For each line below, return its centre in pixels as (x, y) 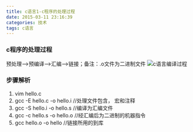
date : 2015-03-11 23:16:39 (39, 17)
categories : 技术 (27, 22)
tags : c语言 (20, 28)
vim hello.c (28, 93)
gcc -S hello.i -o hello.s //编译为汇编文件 (64, 108)
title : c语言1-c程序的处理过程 (41, 11)
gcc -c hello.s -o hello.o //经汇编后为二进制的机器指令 (80, 115)
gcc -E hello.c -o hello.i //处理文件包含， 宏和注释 (75, 100)
